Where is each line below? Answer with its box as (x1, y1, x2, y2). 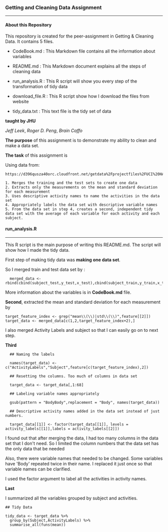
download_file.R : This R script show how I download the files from (12, 93, 150, 99)
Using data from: (5, 162, 40, 168)
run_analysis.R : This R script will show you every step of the (12, 78, 137, 84)
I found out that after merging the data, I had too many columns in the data (5, 435, 158, 441)
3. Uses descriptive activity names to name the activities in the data (5, 193, 160, 199)
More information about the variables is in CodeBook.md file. (5, 289, 131, 295)
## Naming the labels (9, 352, 55, 357)
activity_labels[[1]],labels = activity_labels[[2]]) (5, 426, 120, 431)
